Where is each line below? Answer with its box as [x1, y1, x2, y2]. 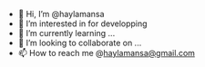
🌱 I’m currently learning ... [17, 28, 116, 38]
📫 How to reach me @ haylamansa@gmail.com [17, 48, 196, 58]
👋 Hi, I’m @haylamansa [17, 9, 105, 19]
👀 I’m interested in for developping [17, 18, 148, 29]
